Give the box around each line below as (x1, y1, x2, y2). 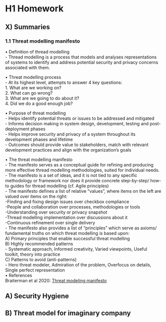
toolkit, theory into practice (5, 251, 60, 257)
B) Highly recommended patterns (5, 241, 73, 247)
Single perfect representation (5, 267, 65, 273)
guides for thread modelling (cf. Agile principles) (10, 183, 109, 189)
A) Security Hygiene (5, 292, 69, 300)
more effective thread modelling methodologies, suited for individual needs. (5, 167, 160, 173)
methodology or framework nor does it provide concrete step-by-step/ (5, 177, 150, 183)
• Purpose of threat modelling (5, 110, 66, 116)
